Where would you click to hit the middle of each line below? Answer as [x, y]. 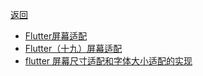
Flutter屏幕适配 [56, 36]
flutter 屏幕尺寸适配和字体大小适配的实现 [108, 61]
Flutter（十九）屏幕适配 [73, 48]
